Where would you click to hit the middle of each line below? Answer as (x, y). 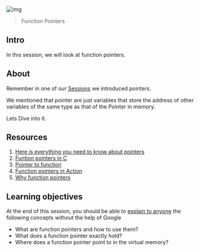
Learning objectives (45, 197)
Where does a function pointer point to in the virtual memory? (92, 242)
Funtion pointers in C (41, 158)
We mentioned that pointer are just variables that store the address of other (100, 100)
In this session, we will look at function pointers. (66, 55)
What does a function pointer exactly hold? (69, 236)
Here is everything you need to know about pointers (80, 152)
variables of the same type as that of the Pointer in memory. (81, 107)
